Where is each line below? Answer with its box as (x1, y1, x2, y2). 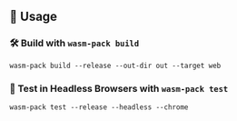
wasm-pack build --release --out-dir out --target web (9, 61, 222, 70)
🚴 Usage (9, 9, 57, 25)
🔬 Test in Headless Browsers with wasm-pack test (9, 82, 229, 95)
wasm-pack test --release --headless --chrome (9, 102, 189, 112)
